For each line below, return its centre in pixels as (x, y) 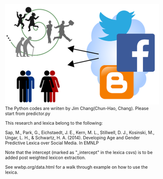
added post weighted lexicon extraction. (46, 157)
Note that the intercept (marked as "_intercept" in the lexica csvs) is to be (79, 153)
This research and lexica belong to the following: (54, 123)
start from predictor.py (28, 113)
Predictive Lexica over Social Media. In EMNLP (52, 143)
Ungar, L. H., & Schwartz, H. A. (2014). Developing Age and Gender (72, 138)
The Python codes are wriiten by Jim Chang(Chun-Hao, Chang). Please (77, 109)
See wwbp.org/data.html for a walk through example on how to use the (76, 167)
